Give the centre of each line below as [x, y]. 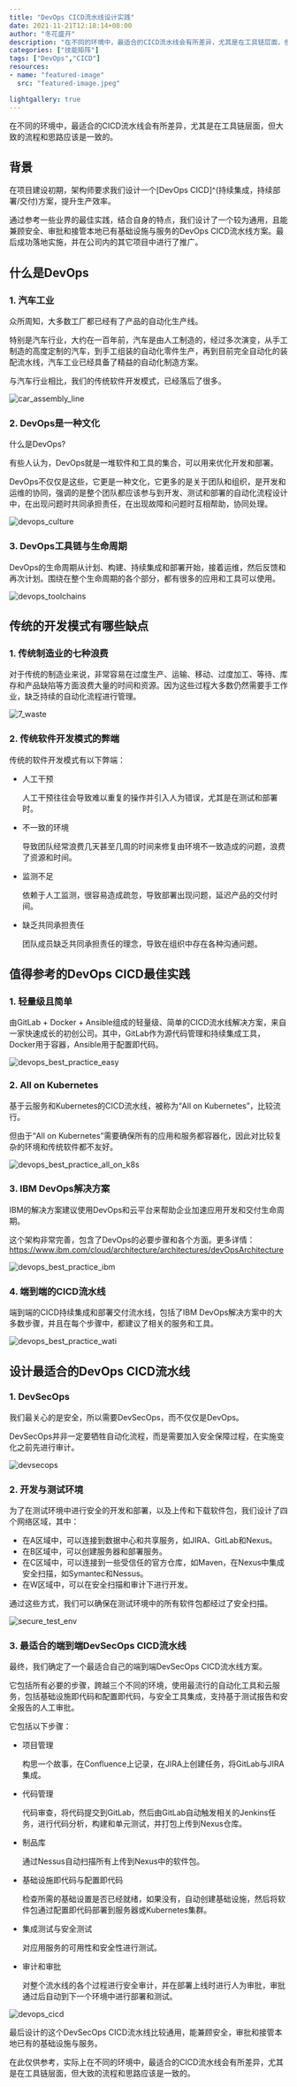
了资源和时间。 [49, 857]
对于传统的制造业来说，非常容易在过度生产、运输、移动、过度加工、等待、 [145, 675]
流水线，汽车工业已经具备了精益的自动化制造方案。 [110, 362]
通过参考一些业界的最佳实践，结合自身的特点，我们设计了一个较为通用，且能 [148, 220]
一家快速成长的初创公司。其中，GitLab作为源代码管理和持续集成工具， [137, 1033]
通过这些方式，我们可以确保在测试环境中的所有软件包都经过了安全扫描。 [141, 1604]
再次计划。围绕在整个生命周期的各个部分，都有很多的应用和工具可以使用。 [145, 578]
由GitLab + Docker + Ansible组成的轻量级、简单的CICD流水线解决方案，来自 [148, 1023]
